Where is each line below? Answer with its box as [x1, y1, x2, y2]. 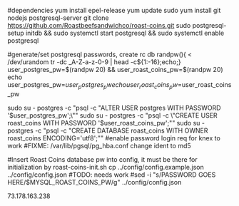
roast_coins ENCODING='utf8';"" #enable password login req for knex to [7, 133, 221, 142]
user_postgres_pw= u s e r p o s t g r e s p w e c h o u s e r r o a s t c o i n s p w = [7, 81, 182, 91]
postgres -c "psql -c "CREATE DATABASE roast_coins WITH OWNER [7, 126, 208, 135]
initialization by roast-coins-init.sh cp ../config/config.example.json [7, 163, 205, 171]
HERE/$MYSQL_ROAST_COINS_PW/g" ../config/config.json [7, 177, 182, 186]
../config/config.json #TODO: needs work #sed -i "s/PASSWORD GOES [7, 170, 216, 179]
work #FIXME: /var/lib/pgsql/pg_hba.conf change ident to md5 [7, 141, 191, 150]
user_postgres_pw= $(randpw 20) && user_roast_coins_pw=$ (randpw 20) [7, 66, 223, 73]
